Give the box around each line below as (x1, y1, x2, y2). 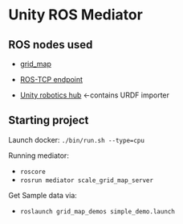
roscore (19, 168, 46, 176)
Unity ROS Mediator (8, 6, 143, 24)
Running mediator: (8, 151, 70, 160)
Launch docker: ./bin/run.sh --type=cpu (8, 135, 144, 144)
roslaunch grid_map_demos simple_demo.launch (19, 207, 175, 215)
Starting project (8, 114, 89, 127)
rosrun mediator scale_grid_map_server (19, 176, 154, 185)
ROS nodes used (8, 38, 93, 52)
